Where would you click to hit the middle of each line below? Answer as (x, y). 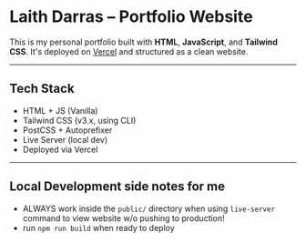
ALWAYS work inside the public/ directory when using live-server (149, 208)
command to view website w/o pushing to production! (123, 218)
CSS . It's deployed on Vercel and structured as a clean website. (129, 51)
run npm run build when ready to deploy (98, 227)
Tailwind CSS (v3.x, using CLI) (79, 120)
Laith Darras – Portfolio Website (131, 17)
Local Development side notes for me (117, 187)
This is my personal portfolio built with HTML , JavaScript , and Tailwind (143, 42)
